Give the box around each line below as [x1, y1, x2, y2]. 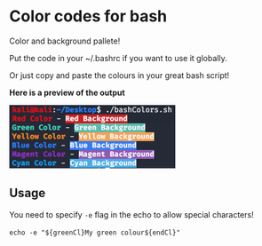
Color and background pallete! [9, 36, 121, 46]
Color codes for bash [9, 6, 168, 27]
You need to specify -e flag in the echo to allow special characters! [9, 209, 255, 219]
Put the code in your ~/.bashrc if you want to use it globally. [9, 52, 228, 63]
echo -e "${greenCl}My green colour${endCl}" [9, 228, 180, 237]
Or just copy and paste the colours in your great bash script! [9, 69, 230, 81]
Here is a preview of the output [9, 87, 126, 98]
